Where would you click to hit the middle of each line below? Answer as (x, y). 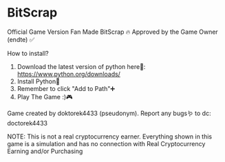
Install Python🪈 (39, 81)
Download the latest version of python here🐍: (81, 66)
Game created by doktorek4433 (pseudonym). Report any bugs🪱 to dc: (109, 113)
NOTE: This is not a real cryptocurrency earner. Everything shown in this (109, 136)
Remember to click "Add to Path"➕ (66, 88)
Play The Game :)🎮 (45, 97)
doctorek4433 (28, 123)
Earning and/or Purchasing (45, 151)
